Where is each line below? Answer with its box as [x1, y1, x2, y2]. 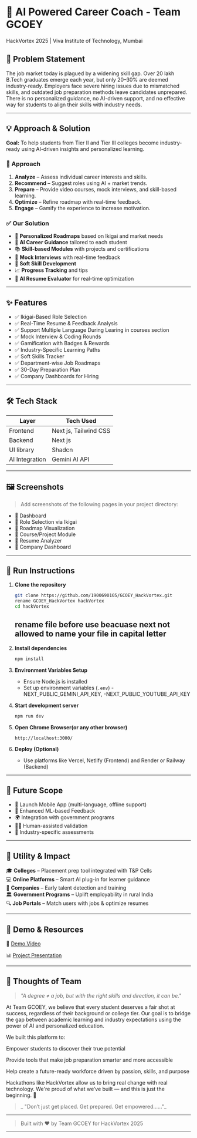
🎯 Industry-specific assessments [14, 829, 94, 836]
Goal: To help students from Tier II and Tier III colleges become [6, 139, 159, 146]
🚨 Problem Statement [6, 54, 86, 64]
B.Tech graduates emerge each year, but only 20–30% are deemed [6, 76, 168, 83]
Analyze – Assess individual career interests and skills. [14, 173, 148, 180]
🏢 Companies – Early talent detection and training [6, 884, 127, 891]
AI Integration [9, 455, 46, 463]
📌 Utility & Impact [6, 851, 70, 861]
